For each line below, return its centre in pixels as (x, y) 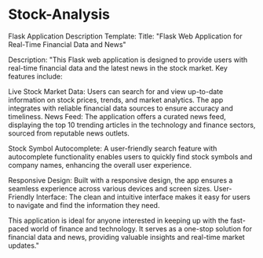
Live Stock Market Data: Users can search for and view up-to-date (116, 91)
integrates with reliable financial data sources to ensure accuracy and (121, 108)
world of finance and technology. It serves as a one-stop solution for (141, 228)
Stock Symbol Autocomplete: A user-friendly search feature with (113, 148)
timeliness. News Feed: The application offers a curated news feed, (117, 116)
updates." (24, 245)
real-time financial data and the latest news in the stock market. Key (118, 67)
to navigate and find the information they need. (84, 205)
